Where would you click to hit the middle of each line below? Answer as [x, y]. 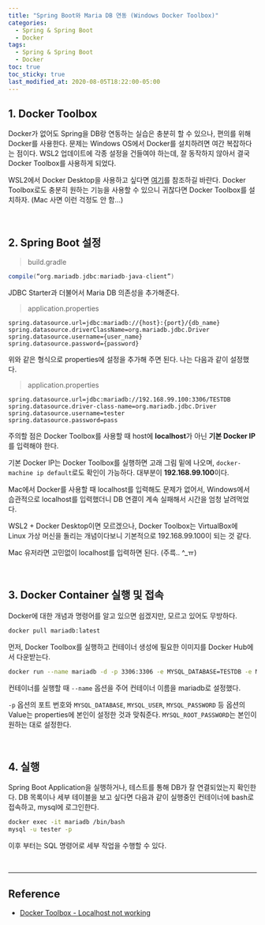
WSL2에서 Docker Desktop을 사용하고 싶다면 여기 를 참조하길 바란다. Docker [127, 180]
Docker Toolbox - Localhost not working [85, 912]
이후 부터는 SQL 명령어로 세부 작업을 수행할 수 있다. [88, 846]
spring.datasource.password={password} [74, 344]
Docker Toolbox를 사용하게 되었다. [62, 164]
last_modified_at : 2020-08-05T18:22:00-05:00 [84, 81]
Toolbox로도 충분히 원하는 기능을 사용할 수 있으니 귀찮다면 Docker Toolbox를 [127, 190]
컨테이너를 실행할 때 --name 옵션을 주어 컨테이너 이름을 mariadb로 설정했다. [125, 688]
